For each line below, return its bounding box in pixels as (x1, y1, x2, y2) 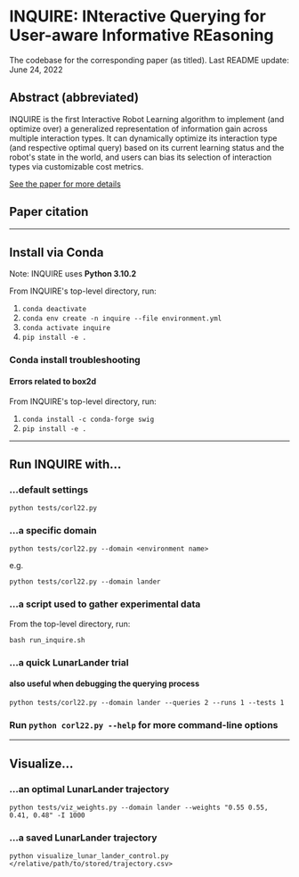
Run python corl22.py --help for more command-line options (9, 718, 279, 731)
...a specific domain (9, 525, 98, 537)
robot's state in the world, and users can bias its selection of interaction (9, 152, 272, 162)
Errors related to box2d (9, 376, 96, 386)
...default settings (9, 484, 89, 496)
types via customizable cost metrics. (9, 161, 144, 171)
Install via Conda (9, 244, 104, 260)
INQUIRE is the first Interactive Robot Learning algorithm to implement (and (9, 113, 285, 124)
